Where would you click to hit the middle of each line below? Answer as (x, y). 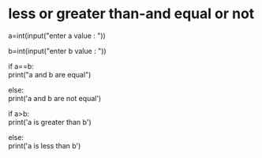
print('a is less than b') (45, 145)
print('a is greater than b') (50, 122)
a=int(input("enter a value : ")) (57, 36)
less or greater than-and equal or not (131, 14)
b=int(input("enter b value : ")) (57, 51)
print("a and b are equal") (50, 74)
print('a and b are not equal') (55, 98)
